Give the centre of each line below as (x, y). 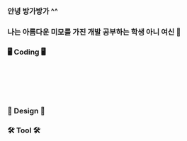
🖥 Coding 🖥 (27, 52)
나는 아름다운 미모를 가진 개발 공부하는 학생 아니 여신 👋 (94, 32)
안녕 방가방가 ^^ (33, 11)
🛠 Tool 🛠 (24, 130)
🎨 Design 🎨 (26, 111)
